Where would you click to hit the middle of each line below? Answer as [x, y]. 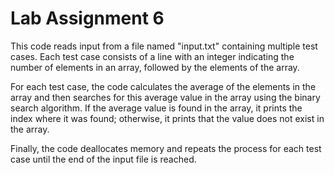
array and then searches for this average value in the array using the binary [165, 97]
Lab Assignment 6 [87, 18]
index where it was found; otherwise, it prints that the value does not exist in [167, 118]
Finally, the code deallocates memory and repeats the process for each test [166, 148]
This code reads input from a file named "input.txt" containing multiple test [164, 46]
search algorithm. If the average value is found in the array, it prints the [156, 108]
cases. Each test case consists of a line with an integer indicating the [152, 56]
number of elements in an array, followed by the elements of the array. [155, 67]
